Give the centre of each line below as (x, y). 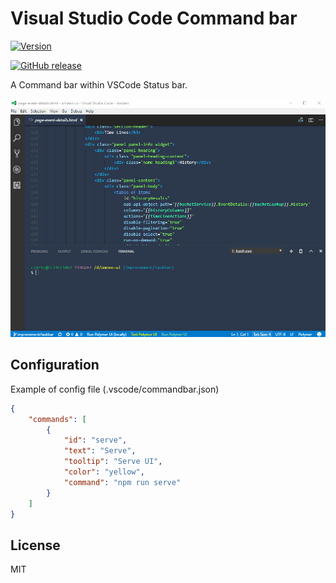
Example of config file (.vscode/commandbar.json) (115, 389)
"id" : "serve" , (95, 440)
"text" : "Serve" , (100, 451)
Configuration (55, 365)
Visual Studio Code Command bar (154, 18)
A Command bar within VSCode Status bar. (99, 84)
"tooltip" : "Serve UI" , (113, 462)
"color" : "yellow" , (104, 472)
